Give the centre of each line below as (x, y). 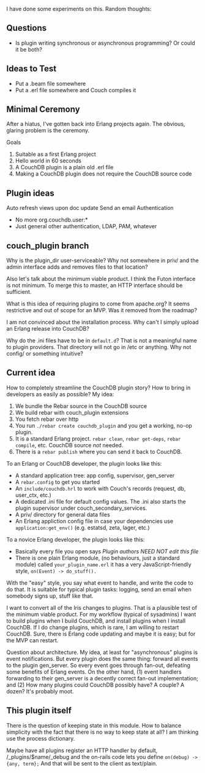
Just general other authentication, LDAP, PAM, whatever (86, 226)
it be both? (29, 49)
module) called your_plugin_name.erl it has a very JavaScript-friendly (103, 564)
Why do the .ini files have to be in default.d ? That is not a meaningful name (102, 340)
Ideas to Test (32, 69)
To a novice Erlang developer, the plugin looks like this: (76, 539)
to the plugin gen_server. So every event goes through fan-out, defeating (99, 665)
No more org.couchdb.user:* (51, 220)
